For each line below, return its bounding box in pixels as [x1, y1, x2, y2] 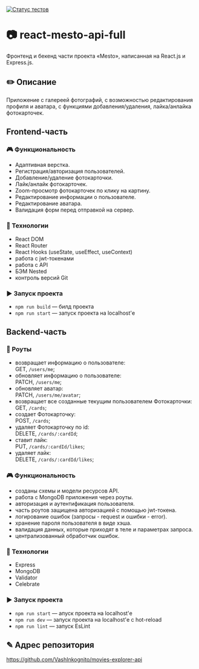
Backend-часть [6, 327, 67, 337]
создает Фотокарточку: [15, 410, 76, 418]
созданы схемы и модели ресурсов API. [15, 487, 119, 494]
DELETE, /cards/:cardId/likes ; [15, 456, 94, 463]
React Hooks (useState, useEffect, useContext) [15, 248, 133, 255]
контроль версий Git [15, 274, 68, 281]
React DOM [15, 235, 44, 243]
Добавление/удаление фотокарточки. [15, 174, 113, 181]
